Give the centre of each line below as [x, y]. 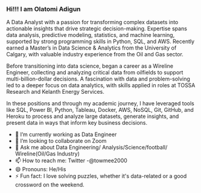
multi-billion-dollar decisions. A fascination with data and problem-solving [98, 79]
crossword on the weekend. [49, 185]
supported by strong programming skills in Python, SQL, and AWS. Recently [101, 42]
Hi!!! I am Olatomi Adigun [43, 9]
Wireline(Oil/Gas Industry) [47, 154]
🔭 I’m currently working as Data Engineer [66, 134]
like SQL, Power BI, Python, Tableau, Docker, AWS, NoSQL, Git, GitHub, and [100, 110]
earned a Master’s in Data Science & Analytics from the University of [91, 48]
